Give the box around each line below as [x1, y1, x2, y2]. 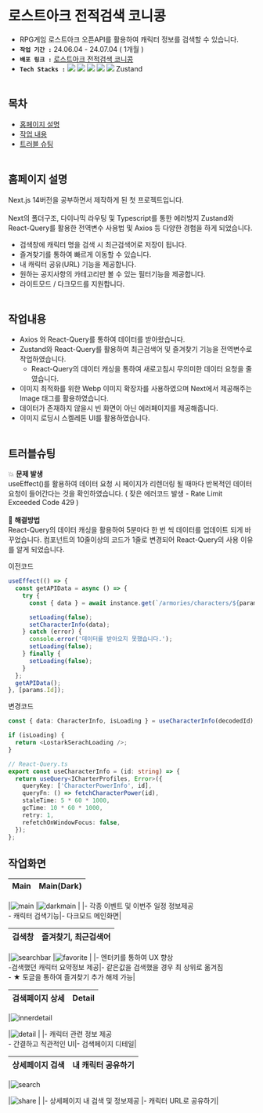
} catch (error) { [22, 628, 82, 636]
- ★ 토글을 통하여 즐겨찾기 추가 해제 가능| [8, 972, 135, 982]
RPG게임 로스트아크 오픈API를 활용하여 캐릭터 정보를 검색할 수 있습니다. [19, 35, 239, 44]
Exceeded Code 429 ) [8, 498, 79, 507]
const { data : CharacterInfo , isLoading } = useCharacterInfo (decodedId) [8, 717, 254, 725]
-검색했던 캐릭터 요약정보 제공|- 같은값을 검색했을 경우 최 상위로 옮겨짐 [8, 963, 224, 972]
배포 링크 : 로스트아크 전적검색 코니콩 [19, 54, 134, 64]
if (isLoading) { [8, 731, 65, 739]
